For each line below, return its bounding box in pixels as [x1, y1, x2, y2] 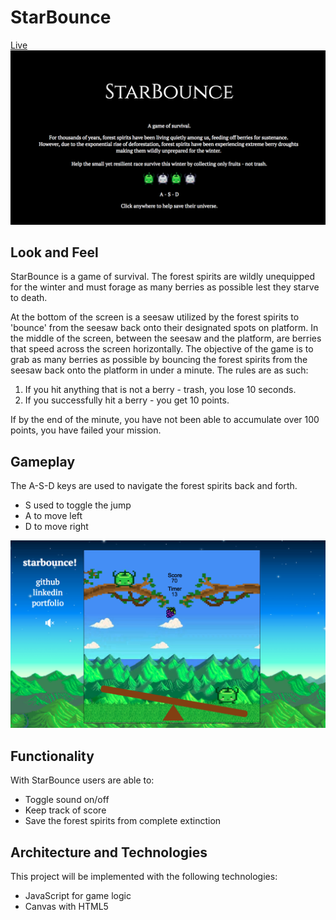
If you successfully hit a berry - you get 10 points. [24, 394, 230, 406]
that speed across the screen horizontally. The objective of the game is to [10, 343, 314, 355]
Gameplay [10, 453, 76, 470]
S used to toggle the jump [24, 499, 132, 511]
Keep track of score [24, 804, 107, 816]
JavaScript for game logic [24, 890, 132, 901]
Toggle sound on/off [24, 794, 110, 806]
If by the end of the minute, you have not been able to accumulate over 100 [10, 414, 320, 426]
